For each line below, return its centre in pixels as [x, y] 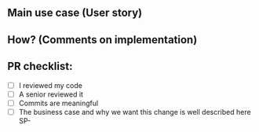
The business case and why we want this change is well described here [135, 112]
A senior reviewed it [51, 94]
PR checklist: [40, 66]
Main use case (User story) [75, 13]
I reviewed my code [51, 85]
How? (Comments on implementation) [102, 40]
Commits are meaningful [58, 103]
